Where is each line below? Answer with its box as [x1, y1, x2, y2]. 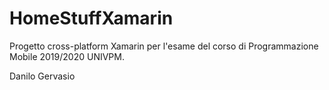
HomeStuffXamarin [9, 7, 174, 30]
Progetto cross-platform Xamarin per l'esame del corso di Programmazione [9, 40, 319, 52]
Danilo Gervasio [9, 70, 76, 82]
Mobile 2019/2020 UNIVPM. [9, 50, 125, 62]
